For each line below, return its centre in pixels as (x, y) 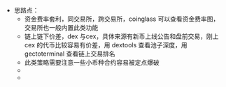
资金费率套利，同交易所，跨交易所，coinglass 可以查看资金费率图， (122, 19)
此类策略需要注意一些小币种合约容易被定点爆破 (92, 62)
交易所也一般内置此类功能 (61, 27)
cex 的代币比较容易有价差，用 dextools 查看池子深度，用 (106, 45)
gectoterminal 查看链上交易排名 (70, 54)
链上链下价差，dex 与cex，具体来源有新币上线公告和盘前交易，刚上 (121, 36)
